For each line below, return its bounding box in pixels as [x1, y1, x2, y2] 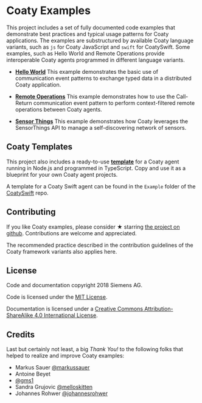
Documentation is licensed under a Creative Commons [6, 305, 144, 313]
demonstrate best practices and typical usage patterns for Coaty [6, 30, 169, 37]
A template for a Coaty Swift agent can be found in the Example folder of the [6, 182, 196, 190]
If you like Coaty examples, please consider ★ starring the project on [6, 223, 180, 230]
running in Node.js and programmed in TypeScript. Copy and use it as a [6, 164, 186, 171]
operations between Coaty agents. [15, 105, 102, 113]
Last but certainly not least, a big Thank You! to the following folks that [6, 346, 184, 353]
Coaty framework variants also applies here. [6, 248, 117, 255]
